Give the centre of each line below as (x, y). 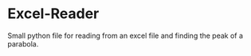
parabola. (23, 43)
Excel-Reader (53, 14)
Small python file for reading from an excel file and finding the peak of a (125, 35)
